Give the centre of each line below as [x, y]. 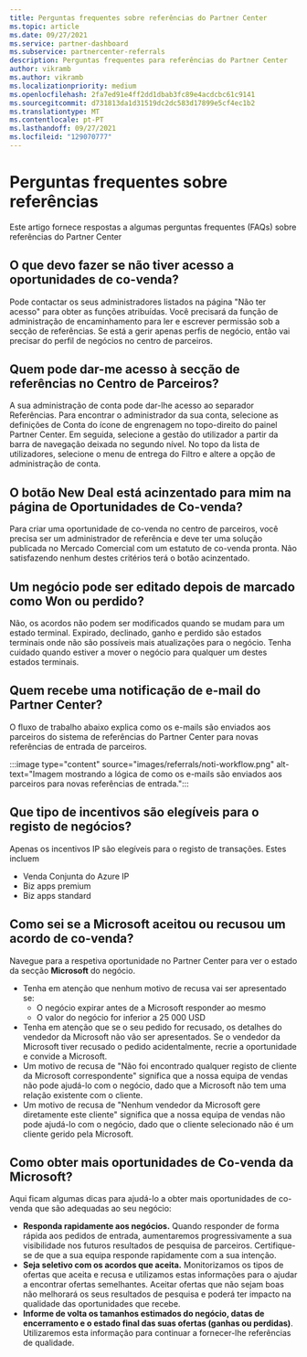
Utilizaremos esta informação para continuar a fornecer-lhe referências [157, 1333]
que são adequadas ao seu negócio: [103, 1209]
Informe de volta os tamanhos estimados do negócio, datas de [143, 1314]
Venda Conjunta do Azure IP [76, 876]
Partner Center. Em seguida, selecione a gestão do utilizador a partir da [144, 434]
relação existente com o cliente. [83, 1095]
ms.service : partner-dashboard [69, 43]
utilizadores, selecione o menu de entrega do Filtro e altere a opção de [143, 454]
